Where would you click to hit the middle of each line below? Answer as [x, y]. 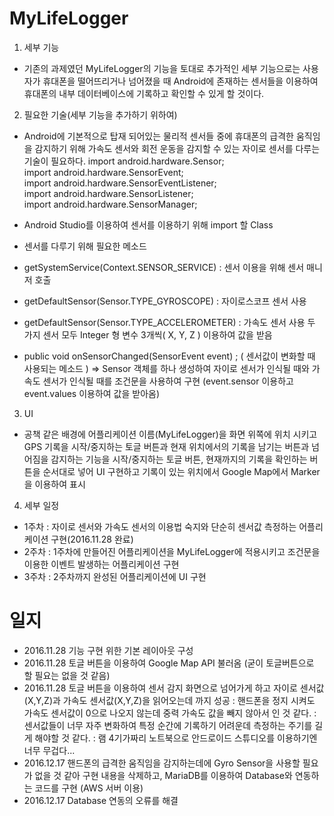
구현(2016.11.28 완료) [92, 539]
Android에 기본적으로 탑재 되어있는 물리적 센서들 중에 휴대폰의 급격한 [158, 136]
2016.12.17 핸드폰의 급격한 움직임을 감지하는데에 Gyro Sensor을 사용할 [162, 763]
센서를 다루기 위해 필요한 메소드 [85, 246]
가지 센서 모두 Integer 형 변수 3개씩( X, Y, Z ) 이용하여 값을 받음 [148, 334]
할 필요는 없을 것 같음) [67, 675]
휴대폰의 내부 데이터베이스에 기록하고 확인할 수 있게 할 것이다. [144, 93]
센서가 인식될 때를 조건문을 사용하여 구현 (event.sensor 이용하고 [168, 381]
